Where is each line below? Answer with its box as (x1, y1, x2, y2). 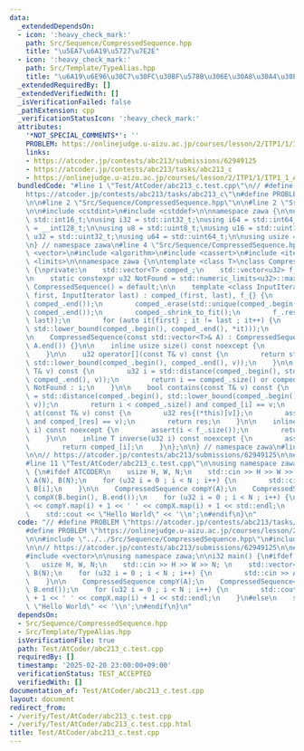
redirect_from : (9, 703, 67, 712)
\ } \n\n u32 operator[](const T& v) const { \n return (25, 349, 285, 358)
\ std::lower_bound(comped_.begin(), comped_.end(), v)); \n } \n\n (25, 358, 294, 367)
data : (9, 13, 30, 23)
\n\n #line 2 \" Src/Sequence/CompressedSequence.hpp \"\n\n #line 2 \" (25, 198, 290, 208)
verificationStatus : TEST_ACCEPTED (17, 670, 152, 679)
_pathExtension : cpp (17, 106, 95, 115)
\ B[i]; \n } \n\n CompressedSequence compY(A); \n (25, 484, 237, 493)
